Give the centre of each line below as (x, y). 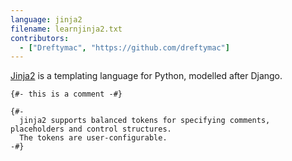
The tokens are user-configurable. (93, 138)
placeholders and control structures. (91, 129)
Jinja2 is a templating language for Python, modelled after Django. (146, 76)
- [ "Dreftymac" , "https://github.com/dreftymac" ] (124, 47)
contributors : (40, 38)
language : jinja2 (46, 19)
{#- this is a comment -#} (66, 94)
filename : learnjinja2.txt (66, 29)
